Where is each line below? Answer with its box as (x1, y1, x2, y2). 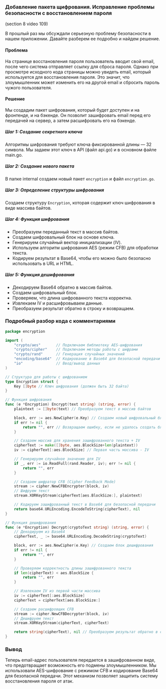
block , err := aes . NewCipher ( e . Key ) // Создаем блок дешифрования (14, 543, 154, 548)
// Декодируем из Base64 (14, 529, 65, 534)
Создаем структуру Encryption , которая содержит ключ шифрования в (5, 199, 156, 205)
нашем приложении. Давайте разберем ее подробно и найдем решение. (5, 36, 161, 42)
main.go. (5, 152, 23, 158)
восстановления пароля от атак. (5, 678, 74, 684)
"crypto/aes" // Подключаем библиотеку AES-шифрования (14, 342, 142, 348)
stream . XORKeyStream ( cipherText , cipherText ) (14, 621, 110, 626)
